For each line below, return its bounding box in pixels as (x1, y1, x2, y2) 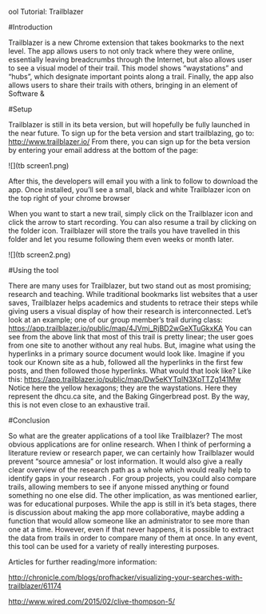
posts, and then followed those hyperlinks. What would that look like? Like (8, 366, 252, 375)
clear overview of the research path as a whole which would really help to (8, 465, 252, 475)
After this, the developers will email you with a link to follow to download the (8, 176, 258, 186)
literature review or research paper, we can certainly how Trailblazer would (8, 448, 255, 457)
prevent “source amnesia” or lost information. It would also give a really (8, 456, 244, 466)
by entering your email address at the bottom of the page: (8, 146, 198, 155)
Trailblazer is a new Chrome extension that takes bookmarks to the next (8, 38, 244, 47)
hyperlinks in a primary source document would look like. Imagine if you (8, 349, 245, 359)
